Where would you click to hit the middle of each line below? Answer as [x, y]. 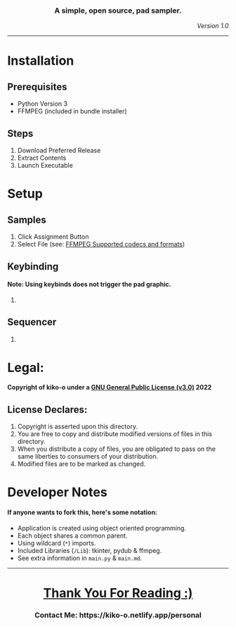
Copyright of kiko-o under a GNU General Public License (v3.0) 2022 [110, 387]
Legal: [26, 367]
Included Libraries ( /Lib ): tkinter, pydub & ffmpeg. [90, 550]
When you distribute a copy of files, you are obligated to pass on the [117, 449]
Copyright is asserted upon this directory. [78, 427]
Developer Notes [57, 492]
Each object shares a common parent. [72, 535]
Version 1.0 [213, 26]
